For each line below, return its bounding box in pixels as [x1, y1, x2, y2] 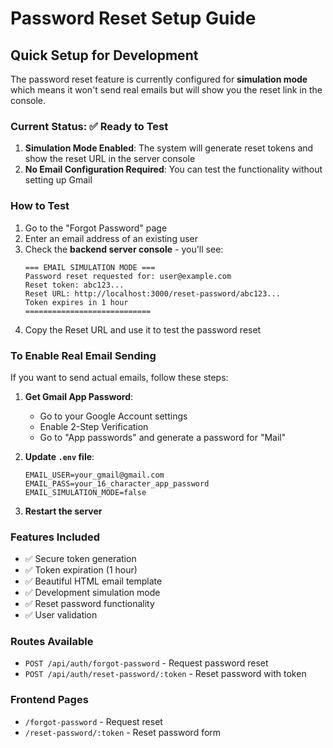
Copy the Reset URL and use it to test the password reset [24, 323, 262, 336]
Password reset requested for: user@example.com [24, 271, 232, 281]
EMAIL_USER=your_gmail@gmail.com [24, 470, 165, 480]
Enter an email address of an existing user [24, 232, 199, 244]
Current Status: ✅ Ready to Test [10, 119, 169, 133]
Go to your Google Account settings [39, 410, 188, 422]
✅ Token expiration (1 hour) [24, 564, 138, 576]
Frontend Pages [10, 693, 89, 707]
